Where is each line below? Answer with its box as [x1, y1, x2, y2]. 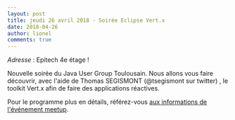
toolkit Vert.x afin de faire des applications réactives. [7, 84, 160, 93]
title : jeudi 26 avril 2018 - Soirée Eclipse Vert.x [7, 17, 165, 24]
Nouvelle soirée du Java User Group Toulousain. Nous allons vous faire [7, 69, 213, 78]
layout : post [7, 10, 46, 18]
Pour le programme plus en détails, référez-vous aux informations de [7, 98, 208, 106]
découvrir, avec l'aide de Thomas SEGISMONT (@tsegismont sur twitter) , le [7, 76, 229, 85]
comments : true [7, 36, 52, 44]
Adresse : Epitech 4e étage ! [7, 55, 89, 64]
